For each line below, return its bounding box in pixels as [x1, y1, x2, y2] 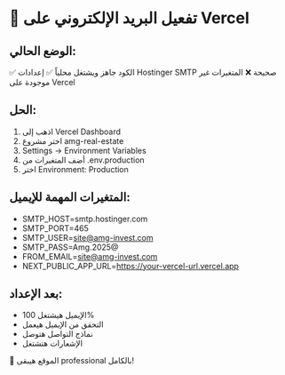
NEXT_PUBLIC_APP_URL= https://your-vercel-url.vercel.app [21, 260, 240, 271]
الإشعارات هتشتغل [21, 338, 83, 349]
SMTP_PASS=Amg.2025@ [21, 242, 119, 252]
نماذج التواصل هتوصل [21, 329, 93, 339]
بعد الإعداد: [9, 286, 63, 301]
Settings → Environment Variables [21, 145, 146, 156]
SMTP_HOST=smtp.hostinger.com [21, 213, 148, 224]
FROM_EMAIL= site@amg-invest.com [21, 251, 158, 261]
